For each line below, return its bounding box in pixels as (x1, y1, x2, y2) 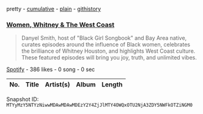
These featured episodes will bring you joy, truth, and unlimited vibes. (21, 54, 197, 61)
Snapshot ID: (6, 96, 39, 103)
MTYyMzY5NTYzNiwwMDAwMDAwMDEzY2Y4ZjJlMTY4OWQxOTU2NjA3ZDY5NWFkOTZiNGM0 (6, 102, 193, 108)
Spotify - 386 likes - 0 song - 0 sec (6, 66, 95, 73)
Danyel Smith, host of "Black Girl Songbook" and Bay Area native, (21, 34, 187, 42)
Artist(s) (45, 80, 70, 89)
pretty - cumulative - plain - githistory (6, 6, 102, 12)
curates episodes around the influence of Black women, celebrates (21, 41, 191, 48)
